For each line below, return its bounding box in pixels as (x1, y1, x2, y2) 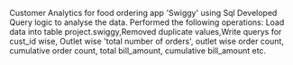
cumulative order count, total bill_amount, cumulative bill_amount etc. (9, 45, 267, 56)
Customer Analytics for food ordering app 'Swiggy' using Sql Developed (9, 8, 278, 18)
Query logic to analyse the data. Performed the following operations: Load (9, 17, 285, 28)
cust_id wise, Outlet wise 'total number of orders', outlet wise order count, (9, 36, 284, 46)
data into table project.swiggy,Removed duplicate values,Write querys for (9, 27, 282, 37)
